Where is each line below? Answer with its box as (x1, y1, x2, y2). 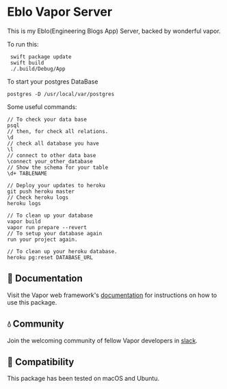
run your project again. (7, 236, 78, 243)
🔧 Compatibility (7, 356, 75, 368)
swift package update (10, 53, 72, 60)
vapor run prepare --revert (7, 224, 88, 231)
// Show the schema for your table (7, 164, 109, 171)
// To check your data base (7, 116, 88, 123)
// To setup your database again (7, 230, 103, 237)
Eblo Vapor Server (7, 4, 113, 20)
